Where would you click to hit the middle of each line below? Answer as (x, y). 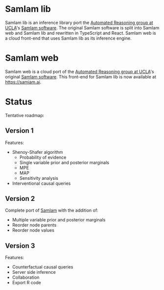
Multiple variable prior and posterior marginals (59, 220)
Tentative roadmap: (25, 115)
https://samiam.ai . (23, 82)
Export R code (26, 283)
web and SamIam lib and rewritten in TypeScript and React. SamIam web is (81, 33)
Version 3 (20, 246)
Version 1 (19, 131)
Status (19, 102)
